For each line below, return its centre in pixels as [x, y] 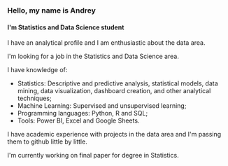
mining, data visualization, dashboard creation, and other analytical [114, 91]
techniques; [34, 98]
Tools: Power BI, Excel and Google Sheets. [78, 120]
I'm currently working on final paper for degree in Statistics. [93, 155]
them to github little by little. [47, 141]
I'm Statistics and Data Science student [66, 27]
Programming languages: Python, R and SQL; [83, 113]
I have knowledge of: [37, 70]
